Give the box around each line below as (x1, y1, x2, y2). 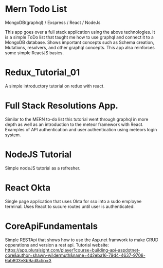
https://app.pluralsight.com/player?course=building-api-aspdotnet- (5, 247, 140, 253)
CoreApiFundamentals (5, 221, 98, 231)
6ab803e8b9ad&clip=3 (5, 257, 52, 263)
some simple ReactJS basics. (5, 50, 64, 56)
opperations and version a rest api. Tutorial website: (5, 242, 109, 247)
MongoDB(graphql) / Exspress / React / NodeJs (5, 20, 101, 25)
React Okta (5, 182, 51, 193)
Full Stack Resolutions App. (5, 100, 118, 111)
